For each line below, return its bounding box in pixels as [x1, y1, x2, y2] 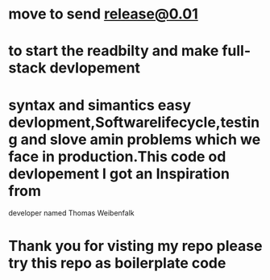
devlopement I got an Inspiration [8, 165, 230, 182]
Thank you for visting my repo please [8, 236, 263, 255]
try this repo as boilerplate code [8, 253, 226, 272]
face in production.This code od [8, 147, 226, 165]
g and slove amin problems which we [8, 130, 261, 148]
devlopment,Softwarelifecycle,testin [8, 113, 260, 132]
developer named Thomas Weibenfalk [8, 208, 135, 218]
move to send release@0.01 [8, 5, 199, 23]
